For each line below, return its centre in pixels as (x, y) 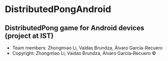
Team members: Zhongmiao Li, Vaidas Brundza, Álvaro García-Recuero (87, 48)
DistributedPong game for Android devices (75, 28)
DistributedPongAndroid (58, 9)
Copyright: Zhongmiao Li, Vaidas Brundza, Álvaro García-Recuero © (84, 53)
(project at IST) (29, 36)
